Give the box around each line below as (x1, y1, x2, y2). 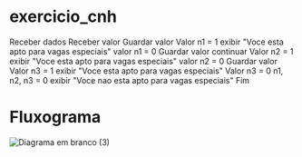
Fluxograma (9, 107, 102, 128)
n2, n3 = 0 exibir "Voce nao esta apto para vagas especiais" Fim (9, 74, 250, 85)
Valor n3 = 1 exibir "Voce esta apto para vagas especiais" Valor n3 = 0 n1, (9, 65, 284, 76)
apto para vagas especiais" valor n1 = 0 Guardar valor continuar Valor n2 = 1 (9, 45, 294, 56)
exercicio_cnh (9, 6, 118, 27)
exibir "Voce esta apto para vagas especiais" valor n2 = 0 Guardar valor (9, 55, 278, 66)
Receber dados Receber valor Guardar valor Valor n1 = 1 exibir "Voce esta (9, 36, 284, 47)
